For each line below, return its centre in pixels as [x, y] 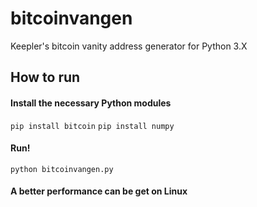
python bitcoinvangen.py [62, 169]
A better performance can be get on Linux [99, 191]
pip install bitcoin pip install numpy [92, 126]
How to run [45, 77]
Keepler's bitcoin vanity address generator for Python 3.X [129, 46]
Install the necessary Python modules [91, 103]
